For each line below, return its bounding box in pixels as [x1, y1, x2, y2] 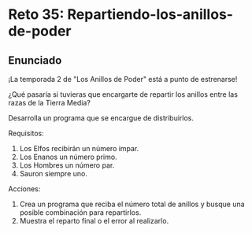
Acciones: [8, 184, 41, 194]
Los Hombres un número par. [19, 161, 115, 170]
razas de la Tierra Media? [8, 98, 91, 107]
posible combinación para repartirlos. [19, 208, 142, 217]
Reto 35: [8, 6, 65, 24]
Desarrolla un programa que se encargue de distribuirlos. [8, 113, 195, 123]
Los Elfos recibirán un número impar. [19, 144, 139, 153]
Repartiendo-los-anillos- [66, 6, 234, 24]
